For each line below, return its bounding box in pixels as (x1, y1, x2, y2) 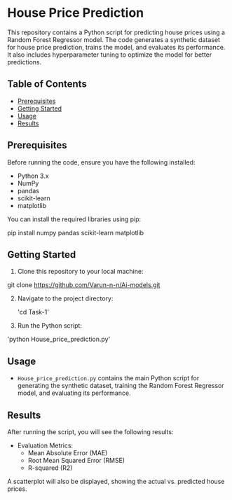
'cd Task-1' (17, 308, 49, 317)
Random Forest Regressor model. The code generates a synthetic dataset (7, 35, 221, 43)
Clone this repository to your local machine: (17, 268, 144, 276)
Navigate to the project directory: (17, 294, 114, 303)
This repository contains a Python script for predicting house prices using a (7, 28, 226, 36)
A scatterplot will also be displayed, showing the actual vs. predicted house (7, 478, 225, 485)
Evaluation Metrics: (17, 441, 74, 450)
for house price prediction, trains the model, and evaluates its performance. (7, 43, 226, 51)
